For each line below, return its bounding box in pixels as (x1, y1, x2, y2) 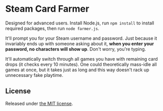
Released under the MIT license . (5, 100, 73, 106)
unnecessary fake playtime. (5, 72, 64, 78)
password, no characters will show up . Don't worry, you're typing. (5, 46, 146, 52)
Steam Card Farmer (5, 3, 90, 15)
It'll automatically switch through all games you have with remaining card (5, 55, 158, 62)
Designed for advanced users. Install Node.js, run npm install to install (5, 20, 154, 26)
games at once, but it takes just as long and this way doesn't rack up (5, 67, 149, 73)
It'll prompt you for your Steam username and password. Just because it (5, 35, 157, 41)
